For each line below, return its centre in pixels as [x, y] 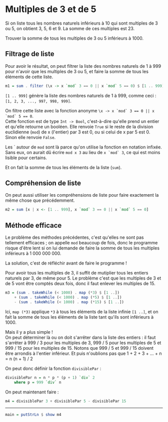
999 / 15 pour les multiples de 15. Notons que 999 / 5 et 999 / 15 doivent [79, 348]
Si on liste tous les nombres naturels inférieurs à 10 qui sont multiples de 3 [82, 23]
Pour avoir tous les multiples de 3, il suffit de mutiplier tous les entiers [77, 273]
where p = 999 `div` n [38, 382]
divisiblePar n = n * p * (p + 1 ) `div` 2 [50, 377]
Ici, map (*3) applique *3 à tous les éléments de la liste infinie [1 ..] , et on [82, 312]
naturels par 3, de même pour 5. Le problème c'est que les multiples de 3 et [83, 278]
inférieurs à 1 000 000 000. [33, 253]
